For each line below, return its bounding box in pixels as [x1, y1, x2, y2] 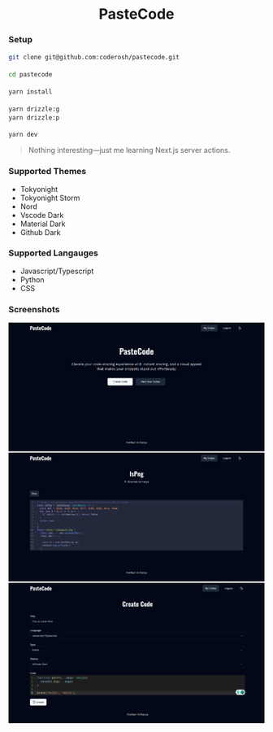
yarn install [8, 87, 53, 96]
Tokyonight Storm [19, 193, 80, 203]
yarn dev [8, 131, 38, 139]
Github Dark [19, 227, 61, 237]
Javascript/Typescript [19, 266, 94, 276]
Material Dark [19, 219, 67, 229]
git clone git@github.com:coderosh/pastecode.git [8, 54, 180, 62]
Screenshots [8, 303, 60, 315]
